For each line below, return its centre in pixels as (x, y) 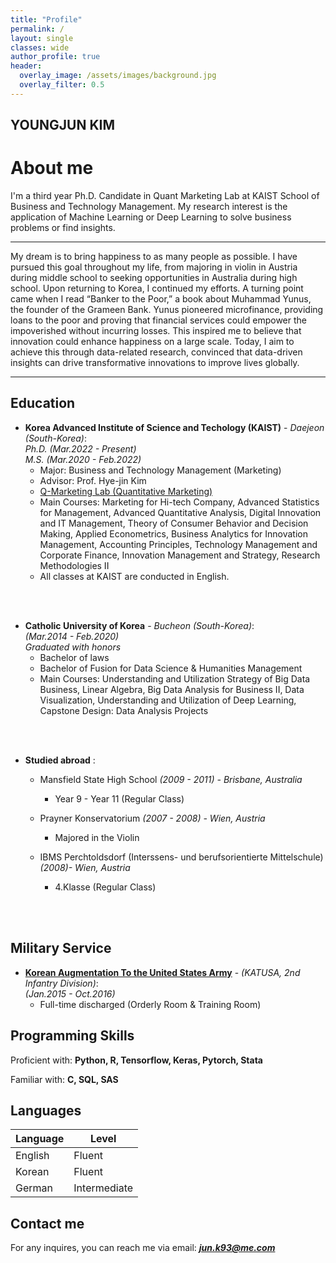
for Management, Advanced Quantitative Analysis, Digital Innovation (180, 512)
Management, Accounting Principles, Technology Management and (178, 544)
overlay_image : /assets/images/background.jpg (118, 76)
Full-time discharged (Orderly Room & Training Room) (150, 1004)
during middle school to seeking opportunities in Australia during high (154, 278)
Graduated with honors (73, 647)
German (34, 1188)
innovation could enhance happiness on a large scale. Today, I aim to (152, 342)
